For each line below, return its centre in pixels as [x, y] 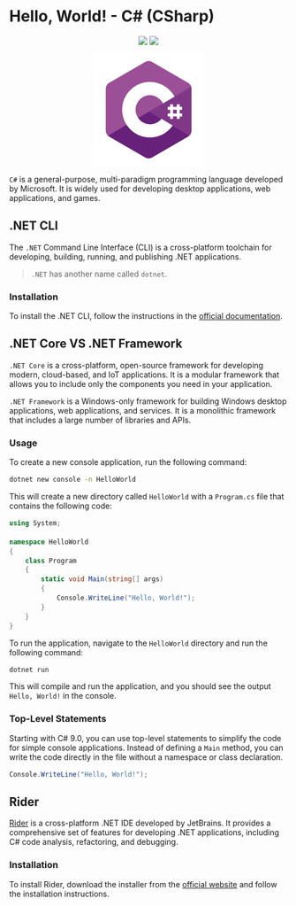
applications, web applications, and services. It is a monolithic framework [143, 410]
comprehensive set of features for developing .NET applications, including [144, 832]
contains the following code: [61, 506]
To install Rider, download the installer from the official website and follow [143, 884]
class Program [51, 561]
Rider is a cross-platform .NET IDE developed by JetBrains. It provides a [140, 823]
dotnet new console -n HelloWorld [73, 480]
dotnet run [29, 670]
